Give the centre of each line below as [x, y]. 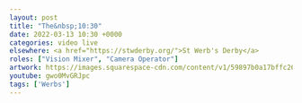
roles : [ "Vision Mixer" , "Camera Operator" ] [94, 59]
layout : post [34, 17]
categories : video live [54, 43]
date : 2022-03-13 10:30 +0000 [66, 34]
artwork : [26, 68]
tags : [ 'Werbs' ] [40, 84]
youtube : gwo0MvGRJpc [50, 76]
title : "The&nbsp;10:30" [56, 26]
